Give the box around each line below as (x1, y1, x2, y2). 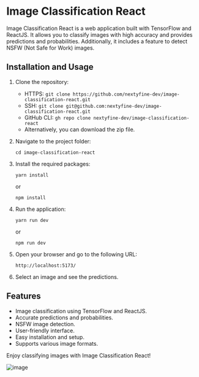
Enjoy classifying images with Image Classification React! (6, 351, 151, 359)
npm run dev (15, 240, 46, 246)
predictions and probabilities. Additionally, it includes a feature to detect (6, 37, 188, 45)
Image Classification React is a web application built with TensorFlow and (6, 25, 192, 32)
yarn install (15, 172, 49, 178)
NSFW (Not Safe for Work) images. (6, 44, 95, 51)
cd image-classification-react (15, 149, 96, 156)
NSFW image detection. (15, 320, 75, 327)
